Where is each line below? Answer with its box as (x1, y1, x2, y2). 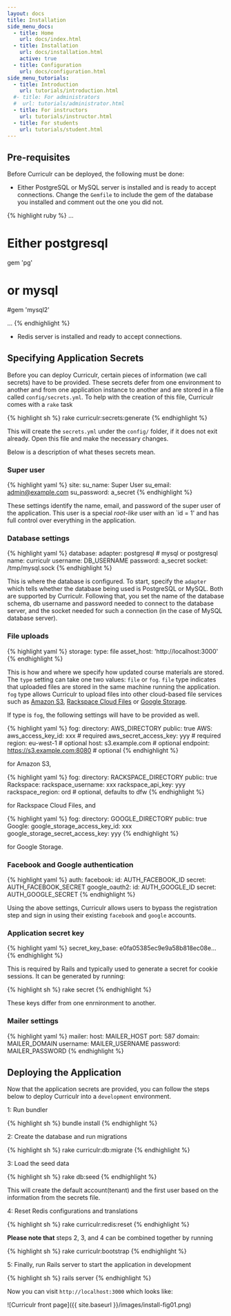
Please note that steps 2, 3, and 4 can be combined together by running (7, 1234, 214, 1242)
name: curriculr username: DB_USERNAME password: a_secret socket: (7, 556, 208, 565)
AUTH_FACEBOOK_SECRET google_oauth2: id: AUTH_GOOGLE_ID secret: (7, 883, 217, 891)
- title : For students (13, 119, 79, 127)
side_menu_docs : (7, 23, 54, 30)
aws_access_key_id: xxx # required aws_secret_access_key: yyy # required (7, 731, 221, 740)
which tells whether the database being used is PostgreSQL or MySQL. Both (7, 585, 223, 593)
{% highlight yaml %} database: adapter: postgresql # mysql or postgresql (7, 549, 219, 558)
